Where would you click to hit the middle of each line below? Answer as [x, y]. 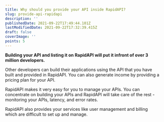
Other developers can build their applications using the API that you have [79, 70]
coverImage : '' [21, 37]
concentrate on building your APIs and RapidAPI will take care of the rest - [80, 94]
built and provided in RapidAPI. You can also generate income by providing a [82, 75]
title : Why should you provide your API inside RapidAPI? [65, 9]
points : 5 [15, 41]
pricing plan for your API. [30, 80]
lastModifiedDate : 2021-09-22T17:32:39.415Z [51, 28]
